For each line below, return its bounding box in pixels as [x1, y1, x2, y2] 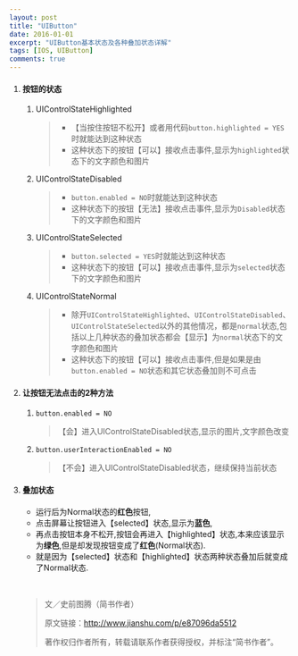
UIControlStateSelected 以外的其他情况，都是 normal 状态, [70, 321, 279, 332]
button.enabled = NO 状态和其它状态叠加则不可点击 [70, 366, 257, 376]
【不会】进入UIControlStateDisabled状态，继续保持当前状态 [57, 462, 277, 474]
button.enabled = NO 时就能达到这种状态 [70, 192, 219, 203]
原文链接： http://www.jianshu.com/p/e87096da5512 [44, 618, 237, 628]
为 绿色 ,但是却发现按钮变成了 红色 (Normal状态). [35, 540, 206, 551]
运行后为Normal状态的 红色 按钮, [35, 506, 152, 517]
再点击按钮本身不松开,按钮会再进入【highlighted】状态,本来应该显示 [35, 528, 286, 539]
